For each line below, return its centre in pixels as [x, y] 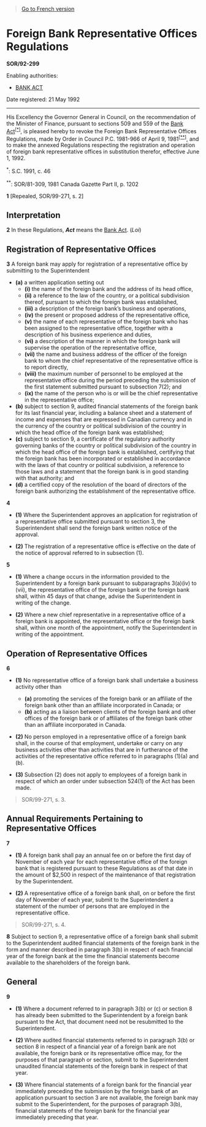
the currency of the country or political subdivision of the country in [101, 426]
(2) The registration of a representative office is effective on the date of [105, 546]
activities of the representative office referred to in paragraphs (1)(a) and [107, 756]
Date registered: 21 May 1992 [43, 99]
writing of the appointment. [50, 634]
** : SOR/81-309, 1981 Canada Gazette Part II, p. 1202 [73, 184]
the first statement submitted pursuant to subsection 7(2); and [103, 387]
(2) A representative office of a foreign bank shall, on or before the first [105, 893]
